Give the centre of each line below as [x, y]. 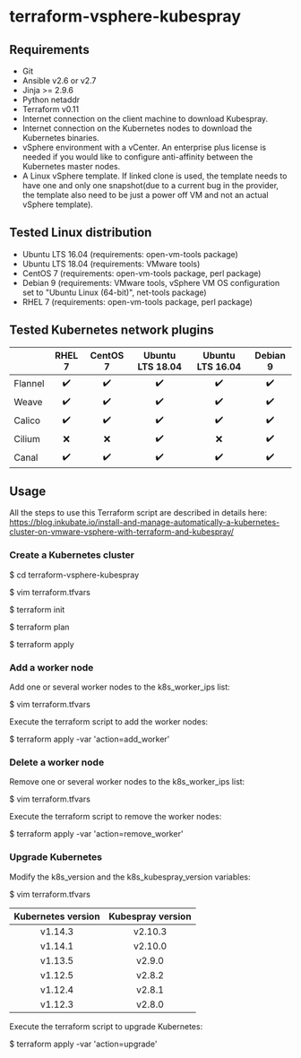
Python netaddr [51, 100]
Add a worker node [52, 667]
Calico [27, 421]
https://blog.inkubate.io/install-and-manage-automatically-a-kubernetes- [145, 523]
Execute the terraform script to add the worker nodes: [109, 722]
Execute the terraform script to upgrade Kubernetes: [106, 1026]
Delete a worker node [57, 762]
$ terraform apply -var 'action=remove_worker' [96, 834]
